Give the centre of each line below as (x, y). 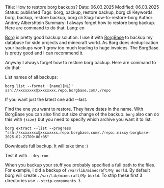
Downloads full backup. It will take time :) (47, 146)
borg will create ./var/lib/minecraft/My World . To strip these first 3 (74, 175)
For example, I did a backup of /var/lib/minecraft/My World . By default (78, 170)
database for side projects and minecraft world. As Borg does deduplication (82, 43)
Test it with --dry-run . (27, 155)
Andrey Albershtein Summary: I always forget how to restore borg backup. (80, 23)
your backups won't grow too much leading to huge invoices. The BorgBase (82, 48)
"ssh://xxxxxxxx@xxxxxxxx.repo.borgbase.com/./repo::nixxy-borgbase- (78, 133)
